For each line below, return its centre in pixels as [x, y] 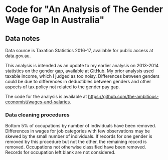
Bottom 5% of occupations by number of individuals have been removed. [81, 126]
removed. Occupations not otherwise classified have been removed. [76, 147]
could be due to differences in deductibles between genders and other [78, 82]
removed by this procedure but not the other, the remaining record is [76, 142]
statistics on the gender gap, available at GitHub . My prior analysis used [79, 71]
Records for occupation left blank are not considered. [60, 152]
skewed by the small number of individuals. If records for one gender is [79, 136]
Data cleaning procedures [37, 115]
